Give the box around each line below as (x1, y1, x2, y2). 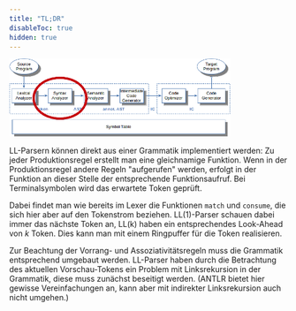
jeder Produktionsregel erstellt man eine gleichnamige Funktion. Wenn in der (9, 155, 288, 165)
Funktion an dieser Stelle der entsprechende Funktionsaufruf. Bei (9, 173, 246, 185)
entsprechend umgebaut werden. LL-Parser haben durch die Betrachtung (9, 254, 277, 265)
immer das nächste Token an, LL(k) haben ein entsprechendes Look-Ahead (9, 219, 284, 230)
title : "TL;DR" (9, 14, 65, 23)
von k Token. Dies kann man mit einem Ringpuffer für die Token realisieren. (9, 228, 283, 239)
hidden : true (9, 33, 57, 42)
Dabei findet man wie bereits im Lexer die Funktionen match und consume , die (9, 200, 286, 211)
